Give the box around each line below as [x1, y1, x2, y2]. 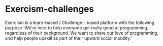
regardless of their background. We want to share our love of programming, [5, 30, 159, 36]
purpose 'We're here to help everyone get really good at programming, [5, 24, 149, 30]
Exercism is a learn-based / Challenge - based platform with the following [5, 20, 155, 25]
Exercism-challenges [5, 3, 94, 15]
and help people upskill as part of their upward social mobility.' [5, 35, 132, 41]
